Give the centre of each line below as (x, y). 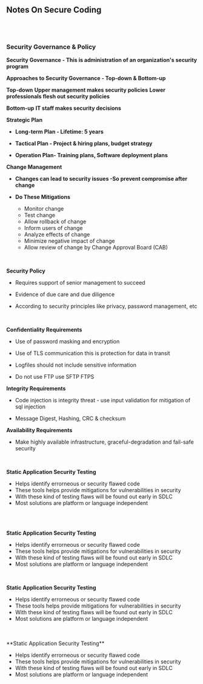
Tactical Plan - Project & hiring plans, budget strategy (84, 144)
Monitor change (44, 209)
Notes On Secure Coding (54, 10)
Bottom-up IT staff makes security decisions (64, 108)
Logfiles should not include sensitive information (75, 365)
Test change (40, 215)
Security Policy (26, 271)
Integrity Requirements (36, 388)
